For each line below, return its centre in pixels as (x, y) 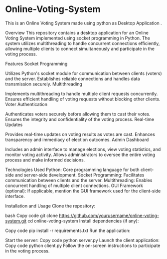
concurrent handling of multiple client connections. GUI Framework (74, 185)
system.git (16, 220)
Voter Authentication (26, 104)
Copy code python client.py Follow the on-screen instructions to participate (83, 245)
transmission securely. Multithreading (44, 84)
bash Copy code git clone (32, 215)
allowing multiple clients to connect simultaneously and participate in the (80, 48)
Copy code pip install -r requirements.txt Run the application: (68, 230)
